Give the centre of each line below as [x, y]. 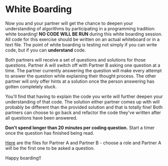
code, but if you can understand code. [46, 50]
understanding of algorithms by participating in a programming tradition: [80, 28]
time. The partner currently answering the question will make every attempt [84, 70]
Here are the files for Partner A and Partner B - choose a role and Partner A [83, 143]
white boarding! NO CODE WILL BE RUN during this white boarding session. [84, 34]
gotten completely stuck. [31, 86]
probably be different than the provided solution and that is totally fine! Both [84, 107]
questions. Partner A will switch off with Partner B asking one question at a [83, 65]
